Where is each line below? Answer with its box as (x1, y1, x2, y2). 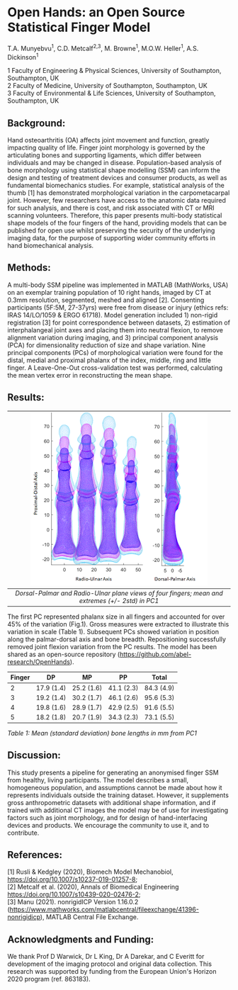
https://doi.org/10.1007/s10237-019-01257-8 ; (7, 875, 138, 884)
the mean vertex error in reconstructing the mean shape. (7, 371, 173, 379)
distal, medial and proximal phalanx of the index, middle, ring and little (7, 356, 211, 364)
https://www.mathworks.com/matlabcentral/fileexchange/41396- (9, 905, 200, 914)
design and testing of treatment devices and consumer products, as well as (7, 174, 227, 182)
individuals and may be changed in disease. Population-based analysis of (7, 159, 222, 167)
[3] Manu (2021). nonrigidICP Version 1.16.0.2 (7, 898, 139, 906)
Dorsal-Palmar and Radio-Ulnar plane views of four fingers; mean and (15, 589, 223, 597)
